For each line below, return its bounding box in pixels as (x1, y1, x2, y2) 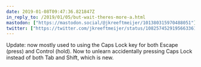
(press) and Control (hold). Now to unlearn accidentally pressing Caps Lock (6, 48, 193, 55)
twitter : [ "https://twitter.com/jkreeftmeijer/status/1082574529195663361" (6, 25, 199, 31)
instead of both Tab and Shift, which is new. (6, 54, 114, 61)
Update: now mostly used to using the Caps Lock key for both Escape (6, 42, 178, 49)
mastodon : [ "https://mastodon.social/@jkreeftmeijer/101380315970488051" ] (6, 20, 197, 25)
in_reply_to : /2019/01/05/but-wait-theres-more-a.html (6, 14, 146, 20)
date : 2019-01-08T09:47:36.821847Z (6, 8, 95, 15)
